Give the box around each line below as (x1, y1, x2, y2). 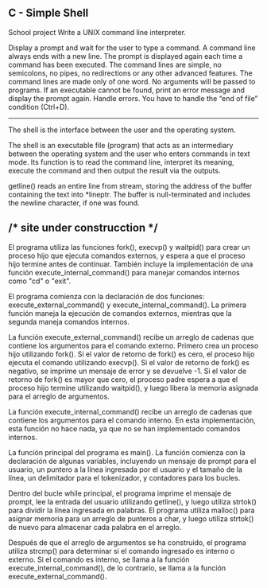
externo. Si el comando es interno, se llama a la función (8, 555, 190, 564)
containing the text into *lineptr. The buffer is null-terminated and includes (8, 189, 251, 199)
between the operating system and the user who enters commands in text (8, 149, 250, 158)
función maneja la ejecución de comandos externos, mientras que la (8, 308, 232, 317)
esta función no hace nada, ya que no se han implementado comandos (8, 423, 241, 433)
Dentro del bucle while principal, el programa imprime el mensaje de (8, 489, 232, 498)
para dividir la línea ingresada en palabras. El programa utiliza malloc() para (8, 505, 255, 515)
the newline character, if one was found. (8, 198, 141, 208)
